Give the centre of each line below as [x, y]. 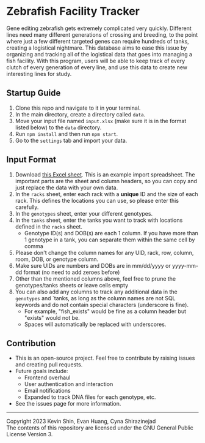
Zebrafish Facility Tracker [73, 11]
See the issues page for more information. [68, 404]
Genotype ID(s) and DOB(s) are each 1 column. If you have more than [111, 233]
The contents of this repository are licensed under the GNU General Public [100, 428]
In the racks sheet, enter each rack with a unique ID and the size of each [106, 194]
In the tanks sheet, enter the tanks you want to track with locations [99, 220]
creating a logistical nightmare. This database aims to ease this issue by [97, 48]
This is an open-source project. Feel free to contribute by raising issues [105, 358]
